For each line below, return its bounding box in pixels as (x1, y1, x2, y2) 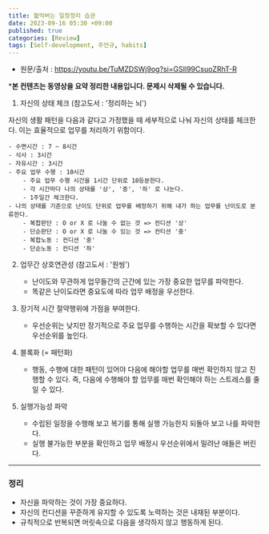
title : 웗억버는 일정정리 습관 (8, 11, 96, 20)
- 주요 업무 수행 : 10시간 (8, 169, 85, 177)
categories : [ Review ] (8, 34, 81, 42)
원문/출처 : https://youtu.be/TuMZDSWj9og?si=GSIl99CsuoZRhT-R (19, 65, 238, 74)
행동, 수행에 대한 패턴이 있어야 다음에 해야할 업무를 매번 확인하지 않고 (31, 365, 248, 374)
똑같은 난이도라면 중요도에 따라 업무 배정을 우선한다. (31, 287, 195, 297)
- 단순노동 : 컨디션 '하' (22, 245, 96, 253)
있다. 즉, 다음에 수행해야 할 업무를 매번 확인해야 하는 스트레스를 (55, 375, 252, 385)
